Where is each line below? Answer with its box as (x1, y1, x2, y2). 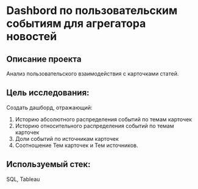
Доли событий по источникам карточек (15, 135, 119, 142)
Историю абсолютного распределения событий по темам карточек (15, 115, 193, 123)
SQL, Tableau (6, 175, 40, 183)
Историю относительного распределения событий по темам (15, 122, 175, 129)
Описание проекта (6, 54, 82, 64)
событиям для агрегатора (6, 16, 146, 30)
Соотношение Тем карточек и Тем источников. (15, 141, 138, 149)
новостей (6, 30, 57, 43)
